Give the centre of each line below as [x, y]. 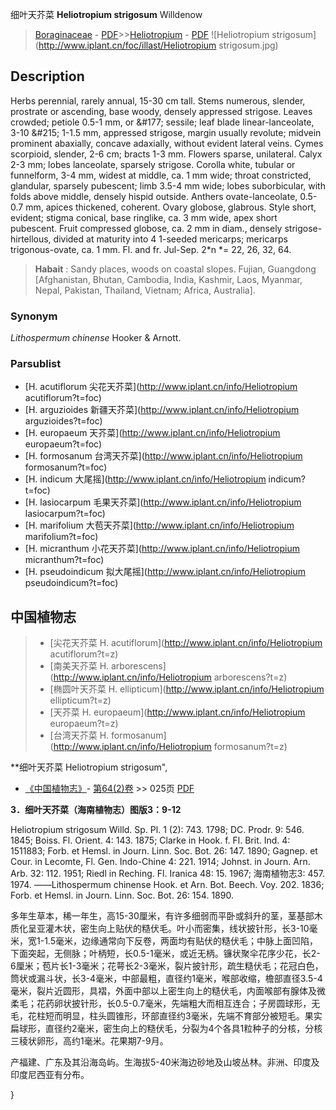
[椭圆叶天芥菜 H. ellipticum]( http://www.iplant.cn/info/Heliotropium [187, 689]
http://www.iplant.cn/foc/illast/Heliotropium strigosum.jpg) [158, 45]
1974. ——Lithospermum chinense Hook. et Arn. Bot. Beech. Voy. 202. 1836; [167, 885]
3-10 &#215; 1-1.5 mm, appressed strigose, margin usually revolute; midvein [166, 132]
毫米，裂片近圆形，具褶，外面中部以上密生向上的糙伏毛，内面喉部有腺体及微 [168, 991]
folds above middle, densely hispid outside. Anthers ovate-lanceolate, [154, 196]
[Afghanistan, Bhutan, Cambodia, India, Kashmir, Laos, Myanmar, [168, 279]
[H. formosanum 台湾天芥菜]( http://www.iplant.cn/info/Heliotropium [163, 456]
